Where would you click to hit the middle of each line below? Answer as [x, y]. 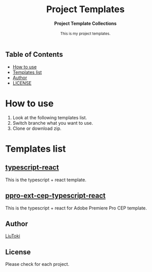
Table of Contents [34, 55]
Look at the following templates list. [50, 117]
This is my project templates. [85, 33]
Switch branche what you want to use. [53, 123]
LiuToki [13, 236]
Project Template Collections [85, 23]
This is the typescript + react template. [46, 180]
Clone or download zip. [37, 128]
